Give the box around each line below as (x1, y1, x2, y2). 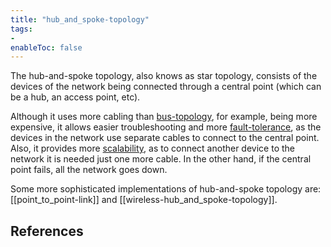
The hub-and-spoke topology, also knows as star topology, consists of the (10, 70, 318, 82)
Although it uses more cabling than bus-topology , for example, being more (10, 111, 318, 123)
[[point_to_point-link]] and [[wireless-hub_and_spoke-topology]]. (10, 194, 278, 206)
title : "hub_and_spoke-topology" (10, 14, 150, 25)
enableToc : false (10, 42, 83, 53)
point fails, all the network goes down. (10, 164, 168, 176)
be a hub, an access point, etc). (10, 91, 141, 103)
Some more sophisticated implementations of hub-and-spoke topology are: (10, 183, 322, 195)
